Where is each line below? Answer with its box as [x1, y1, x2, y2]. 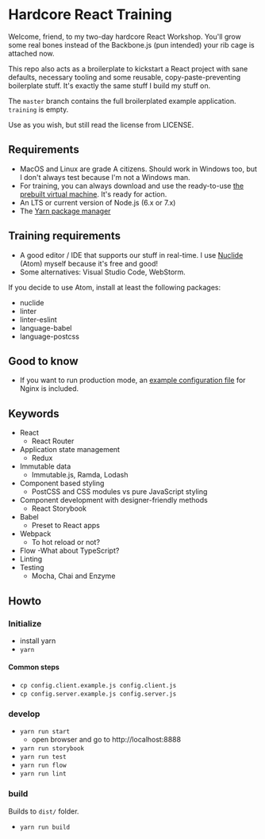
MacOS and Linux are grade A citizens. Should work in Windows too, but [19, 164, 258, 174]
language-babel [19, 323, 72, 332]
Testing [19, 563, 45, 573]
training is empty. [8, 105, 69, 114]
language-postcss [19, 331, 79, 341]
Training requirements [8, 229, 121, 243]
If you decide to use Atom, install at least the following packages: [8, 282, 221, 292]
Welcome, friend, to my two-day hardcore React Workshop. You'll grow [8, 32, 242, 41]
